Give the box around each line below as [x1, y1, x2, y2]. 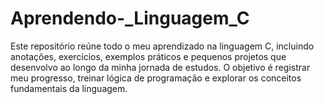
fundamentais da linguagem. [10, 82, 128, 94]
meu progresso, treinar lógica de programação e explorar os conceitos [10, 72, 302, 84]
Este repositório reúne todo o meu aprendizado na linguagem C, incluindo [10, 40, 315, 52]
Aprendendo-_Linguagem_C [10, 7, 250, 30]
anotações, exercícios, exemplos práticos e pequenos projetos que [10, 50, 287, 62]
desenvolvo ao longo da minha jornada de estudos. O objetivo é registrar [10, 61, 311, 73]
